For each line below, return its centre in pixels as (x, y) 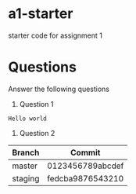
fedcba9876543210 (85, 178)
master (25, 166)
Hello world (27, 119)
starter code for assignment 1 (55, 35)
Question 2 (37, 133)
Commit (85, 152)
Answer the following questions (59, 89)
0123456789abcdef (85, 166)
